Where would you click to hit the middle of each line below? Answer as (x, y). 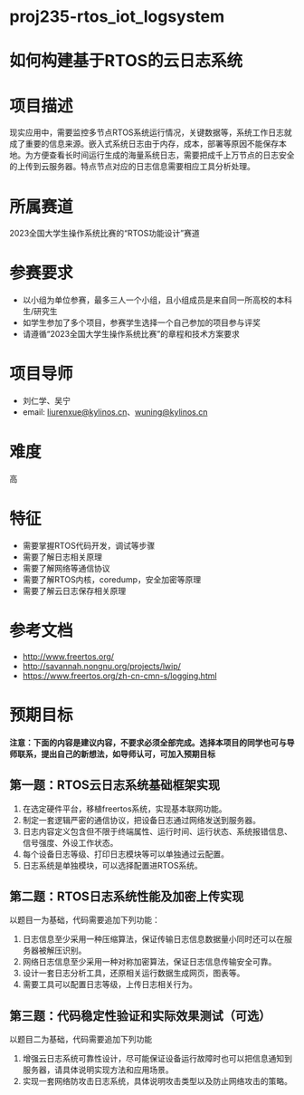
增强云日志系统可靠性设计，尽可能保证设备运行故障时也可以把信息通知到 (157, 1059)
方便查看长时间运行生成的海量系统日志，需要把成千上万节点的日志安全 (164, 155)
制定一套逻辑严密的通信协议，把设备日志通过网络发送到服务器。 (141, 820)
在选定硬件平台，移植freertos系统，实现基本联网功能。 (125, 809)
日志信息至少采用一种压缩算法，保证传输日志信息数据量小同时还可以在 (153, 939)
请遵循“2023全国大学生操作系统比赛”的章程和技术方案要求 (131, 334)
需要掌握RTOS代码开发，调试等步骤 (89, 546)
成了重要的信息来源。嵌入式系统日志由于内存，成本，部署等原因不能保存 (144, 144)
